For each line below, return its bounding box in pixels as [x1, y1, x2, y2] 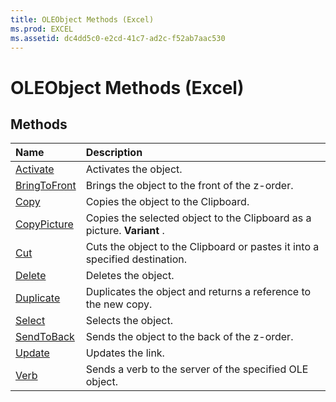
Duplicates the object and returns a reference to [85, 285, 312, 299]
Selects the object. [85, 314, 174, 328]
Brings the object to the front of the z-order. [85, 179, 294, 193]
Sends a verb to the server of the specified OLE [85, 362, 309, 376]
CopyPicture [15, 217, 74, 231]
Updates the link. [85, 346, 165, 360]
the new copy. [85, 297, 153, 311]
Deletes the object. [85, 269, 175, 283]
